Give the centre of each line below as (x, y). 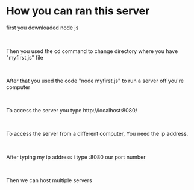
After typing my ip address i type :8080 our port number (76, 157)
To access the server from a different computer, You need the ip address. (97, 133)
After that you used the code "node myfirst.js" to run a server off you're (95, 81)
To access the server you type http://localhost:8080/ (72, 110)
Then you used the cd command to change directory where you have (92, 51)
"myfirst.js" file (25, 57)
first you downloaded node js (42, 28)
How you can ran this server (78, 11)
